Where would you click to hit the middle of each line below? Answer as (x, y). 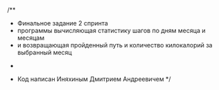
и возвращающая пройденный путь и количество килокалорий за (115, 45)
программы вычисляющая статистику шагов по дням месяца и (111, 31)
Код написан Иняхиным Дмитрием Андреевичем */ (94, 79)
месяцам (31, 38)
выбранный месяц (44, 52)
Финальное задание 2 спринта (63, 23)
